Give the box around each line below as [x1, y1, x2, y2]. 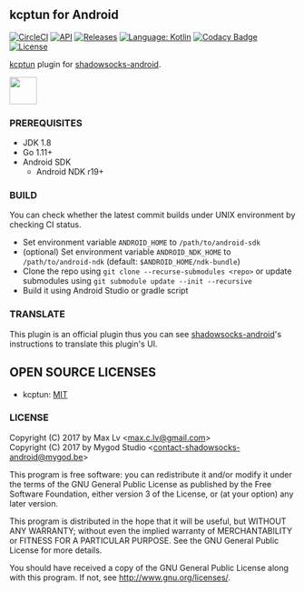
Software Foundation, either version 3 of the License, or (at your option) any [9, 488, 294, 499]
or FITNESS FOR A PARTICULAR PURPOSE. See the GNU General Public [9, 535, 279, 546]
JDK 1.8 [22, 137, 52, 148]
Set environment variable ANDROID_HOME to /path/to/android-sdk [22, 236, 261, 248]
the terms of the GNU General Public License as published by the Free [9, 478, 272, 489]
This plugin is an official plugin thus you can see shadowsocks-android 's [9, 328, 282, 339]
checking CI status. [9, 219, 82, 230]
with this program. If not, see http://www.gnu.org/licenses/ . [9, 572, 231, 583]
